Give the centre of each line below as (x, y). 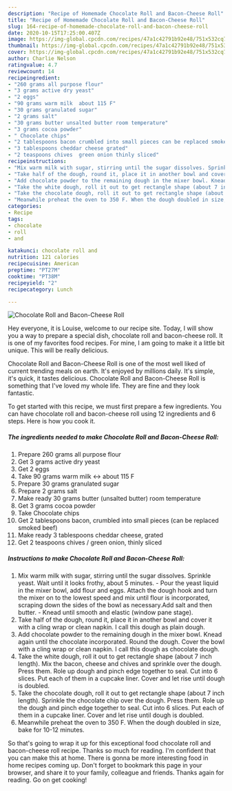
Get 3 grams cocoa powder (56, 506)
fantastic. (21, 393)
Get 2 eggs (34, 469)
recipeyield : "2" (33, 283)
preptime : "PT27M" (34, 270)
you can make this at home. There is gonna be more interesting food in (108, 758)
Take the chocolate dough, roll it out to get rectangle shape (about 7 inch (121, 693)
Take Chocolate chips (49, 513)
